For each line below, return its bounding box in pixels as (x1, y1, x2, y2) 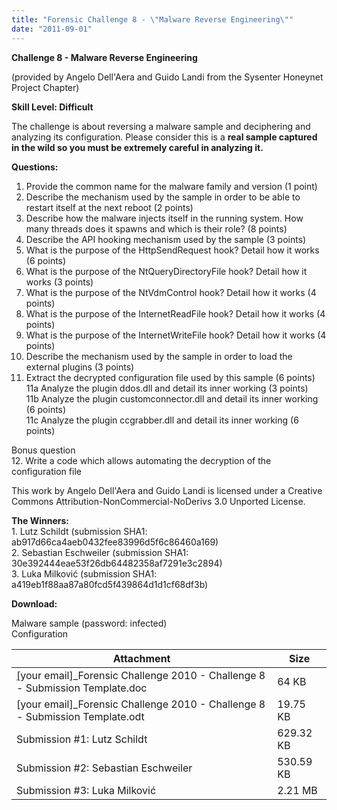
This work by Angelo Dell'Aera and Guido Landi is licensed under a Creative (11, 484, 323, 496)
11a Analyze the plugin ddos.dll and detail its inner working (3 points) (25, 382, 309, 394)
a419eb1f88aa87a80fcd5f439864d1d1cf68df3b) (11, 578, 209, 590)
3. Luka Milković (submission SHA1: (11, 567, 158, 580)
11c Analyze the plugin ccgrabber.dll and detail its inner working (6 (25, 414, 299, 426)
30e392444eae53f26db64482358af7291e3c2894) (11, 557, 223, 569)
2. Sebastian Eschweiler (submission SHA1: (11, 546, 189, 558)
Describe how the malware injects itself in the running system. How (25, 212, 304, 224)
